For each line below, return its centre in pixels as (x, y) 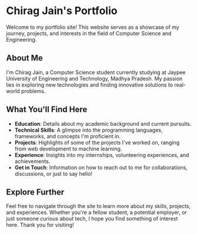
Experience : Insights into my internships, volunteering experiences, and (102, 155)
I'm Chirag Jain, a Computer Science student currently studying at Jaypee (96, 72)
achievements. (32, 161)
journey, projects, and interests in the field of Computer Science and (89, 33)
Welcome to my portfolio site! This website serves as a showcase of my (93, 27)
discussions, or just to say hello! (54, 173)
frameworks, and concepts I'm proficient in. (67, 136)
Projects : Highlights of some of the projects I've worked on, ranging (97, 142)
